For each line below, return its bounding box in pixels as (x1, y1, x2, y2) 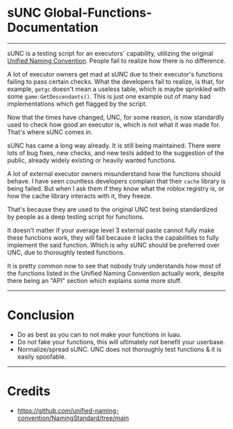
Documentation (7, 19, 99, 35)
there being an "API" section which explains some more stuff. (7, 276, 182, 284)
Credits (7, 384, 51, 399)
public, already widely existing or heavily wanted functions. (7, 156, 177, 164)
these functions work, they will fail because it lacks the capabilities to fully (7, 233, 219, 241)
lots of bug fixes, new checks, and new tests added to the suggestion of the (7, 148, 224, 157)
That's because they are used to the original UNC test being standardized (7, 205, 218, 213)
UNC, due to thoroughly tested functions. (7, 248, 125, 257)
